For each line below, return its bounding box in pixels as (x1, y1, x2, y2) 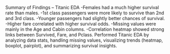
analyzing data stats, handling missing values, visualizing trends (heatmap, (5, 37, 163, 43)
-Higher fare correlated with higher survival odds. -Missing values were (5, 21, 156, 27)
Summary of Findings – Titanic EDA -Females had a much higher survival (5, 5, 159, 10)
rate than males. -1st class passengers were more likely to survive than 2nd (5, 10, 164, 16)
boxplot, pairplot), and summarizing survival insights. (5, 43, 117, 48)
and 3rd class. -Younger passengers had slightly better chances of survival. (5, 15, 165, 21)
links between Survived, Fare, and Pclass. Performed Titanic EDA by (5, 32, 150, 38)
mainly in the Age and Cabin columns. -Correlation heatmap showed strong (5, 26, 164, 32)
